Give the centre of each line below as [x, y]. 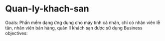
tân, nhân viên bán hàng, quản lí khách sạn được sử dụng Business [74, 27]
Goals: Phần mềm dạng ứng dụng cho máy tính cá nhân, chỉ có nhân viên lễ [83, 22]
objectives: [16, 33]
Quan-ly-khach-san [47, 9]
